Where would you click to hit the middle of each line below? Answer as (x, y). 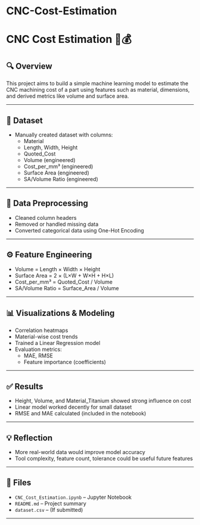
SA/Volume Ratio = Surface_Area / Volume (67, 288)
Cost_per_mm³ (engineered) (58, 166)
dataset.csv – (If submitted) (49, 510)
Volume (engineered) (49, 160)
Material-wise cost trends (46, 337)
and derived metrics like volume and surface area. (68, 96)
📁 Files (19, 483)
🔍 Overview (29, 66)
